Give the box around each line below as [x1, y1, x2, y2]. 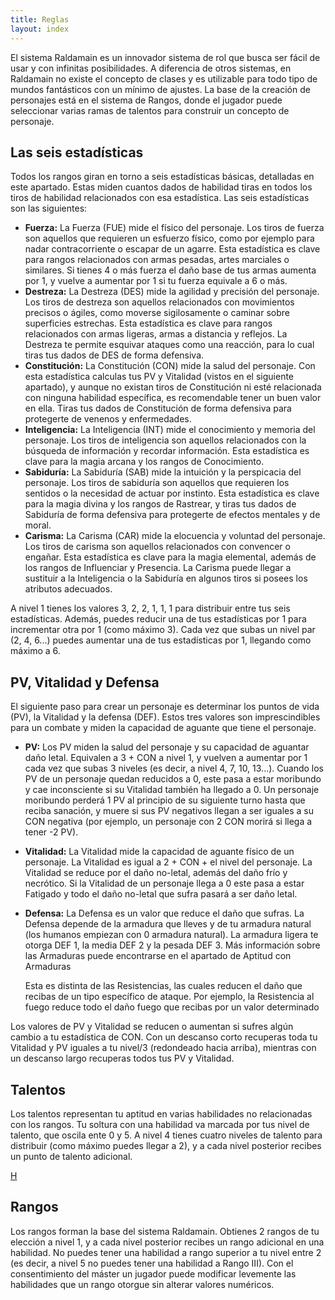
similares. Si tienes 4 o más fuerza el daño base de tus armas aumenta [24, 264, 317, 276]
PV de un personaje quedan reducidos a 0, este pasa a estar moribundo [24, 773, 322, 785]
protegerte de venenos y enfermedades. [24, 413, 192, 425]
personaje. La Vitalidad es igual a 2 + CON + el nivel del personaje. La [24, 856, 313, 868]
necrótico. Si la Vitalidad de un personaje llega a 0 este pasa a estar [24, 877, 305, 890]
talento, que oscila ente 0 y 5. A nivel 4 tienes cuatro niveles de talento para [10, 1129, 323, 1141]
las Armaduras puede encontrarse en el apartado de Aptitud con [24, 950, 292, 962]
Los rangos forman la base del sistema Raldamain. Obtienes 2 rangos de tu [10, 1225, 320, 1237]
